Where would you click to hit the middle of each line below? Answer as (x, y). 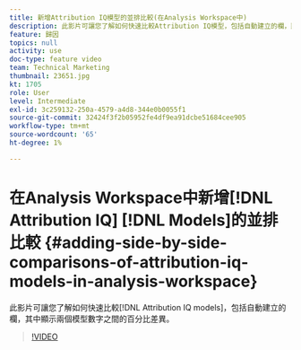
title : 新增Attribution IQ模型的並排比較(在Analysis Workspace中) (129, 17)
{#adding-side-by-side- (136, 242)
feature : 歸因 (34, 34)
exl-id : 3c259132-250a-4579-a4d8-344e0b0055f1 (98, 109)
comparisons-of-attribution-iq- (129, 262)
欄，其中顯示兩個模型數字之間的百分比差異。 (92, 319)
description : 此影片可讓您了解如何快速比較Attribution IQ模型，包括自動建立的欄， (150, 26)
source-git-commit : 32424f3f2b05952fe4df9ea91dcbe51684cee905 (128, 118)
